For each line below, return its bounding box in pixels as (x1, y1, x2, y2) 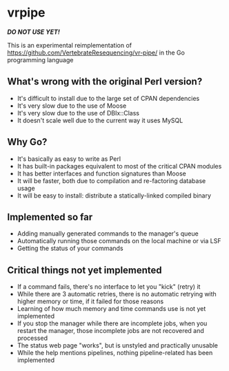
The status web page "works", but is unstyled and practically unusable (17, 341, 219, 350)
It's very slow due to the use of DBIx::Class (17, 108, 140, 117)
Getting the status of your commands (17, 244, 123, 253)
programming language (7, 55, 74, 64)
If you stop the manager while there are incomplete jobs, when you (17, 319, 208, 327)
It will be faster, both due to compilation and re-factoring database (17, 176, 206, 184)
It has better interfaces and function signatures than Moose (17, 169, 186, 178)
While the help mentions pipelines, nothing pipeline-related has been (17, 349, 213, 357)
